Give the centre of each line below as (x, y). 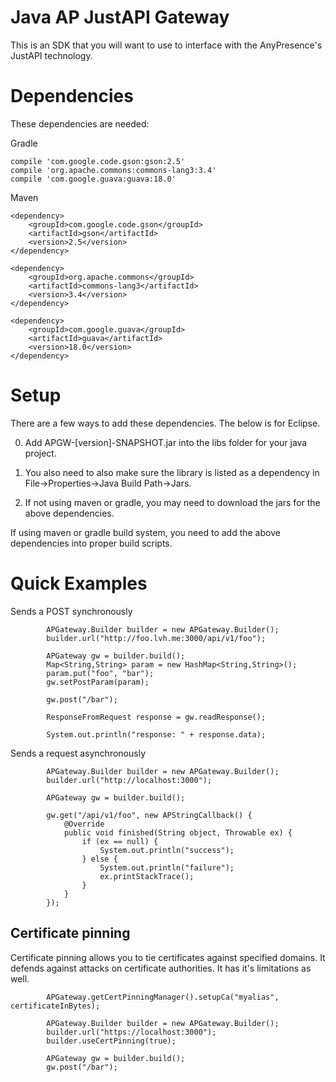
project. (40, 453)
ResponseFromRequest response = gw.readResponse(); (156, 717)
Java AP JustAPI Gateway (120, 17)
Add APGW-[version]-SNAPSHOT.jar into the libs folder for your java (166, 442)
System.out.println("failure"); (167, 867)
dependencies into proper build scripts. (91, 543)
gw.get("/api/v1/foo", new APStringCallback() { (149, 815)
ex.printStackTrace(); (147, 876)
